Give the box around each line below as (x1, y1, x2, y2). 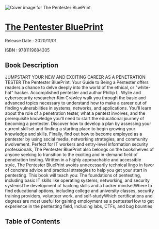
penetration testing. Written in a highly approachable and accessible (5, 157, 142, 162)
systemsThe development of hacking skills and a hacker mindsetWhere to (5, 182, 153, 188)
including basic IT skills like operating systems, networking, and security (5, 177, 150, 183)
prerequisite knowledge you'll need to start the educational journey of (5, 115, 144, 121)
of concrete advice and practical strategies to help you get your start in (5, 167, 147, 173)
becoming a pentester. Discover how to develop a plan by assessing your (5, 121, 151, 126)
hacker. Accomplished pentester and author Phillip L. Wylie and (14, 89, 141, 95)
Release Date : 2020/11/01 (5, 37, 57, 43)
